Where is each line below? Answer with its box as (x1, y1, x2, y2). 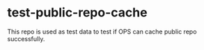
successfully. (7, 34, 45, 42)
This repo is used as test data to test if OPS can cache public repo (7, 27, 197, 36)
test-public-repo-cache (7, 5, 148, 21)
